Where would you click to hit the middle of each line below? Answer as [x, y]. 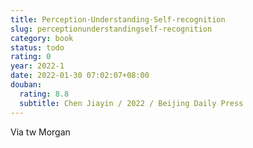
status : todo [37, 47]
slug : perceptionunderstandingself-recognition [111, 29]
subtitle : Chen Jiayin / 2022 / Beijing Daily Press [131, 103]
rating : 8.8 [44, 94]
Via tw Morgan [40, 132]
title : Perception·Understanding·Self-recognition [118, 19]
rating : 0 [31, 57]
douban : [26, 85]
